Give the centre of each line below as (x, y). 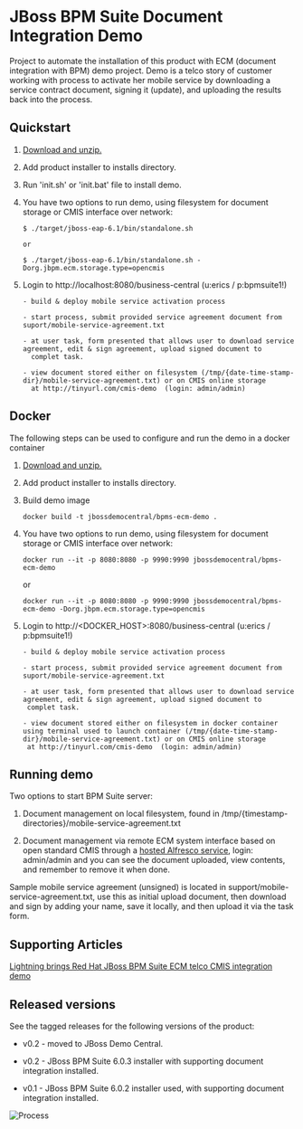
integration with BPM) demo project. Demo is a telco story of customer (141, 71)
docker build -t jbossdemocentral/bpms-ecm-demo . (120, 517)
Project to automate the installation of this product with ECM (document (143, 61)
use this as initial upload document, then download (192, 897)
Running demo (51, 774)
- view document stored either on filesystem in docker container (150, 723)
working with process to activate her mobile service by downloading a (140, 80)
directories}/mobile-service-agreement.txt (101, 823)
